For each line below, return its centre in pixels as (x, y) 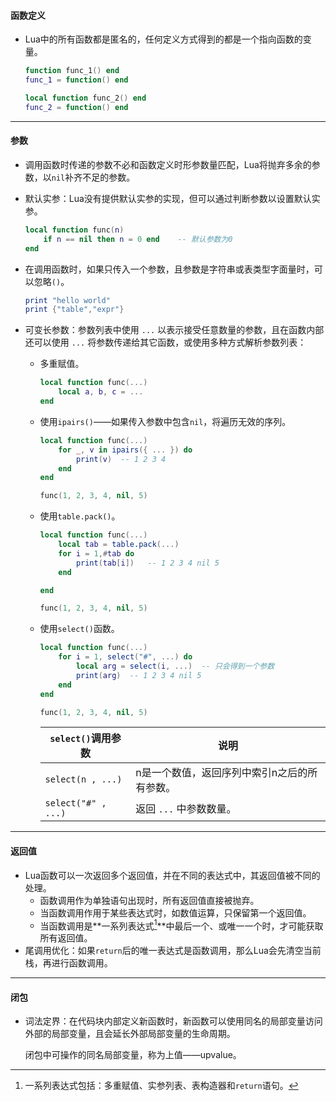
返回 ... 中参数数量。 (186, 809)
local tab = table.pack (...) (119, 545)
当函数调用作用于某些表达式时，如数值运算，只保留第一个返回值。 (175, 912)
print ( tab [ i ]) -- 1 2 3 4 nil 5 (147, 563)
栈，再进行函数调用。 (68, 963)
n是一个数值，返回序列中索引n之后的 (221, 773)
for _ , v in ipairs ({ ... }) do (125, 450)
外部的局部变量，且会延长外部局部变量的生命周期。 (130, 1034)
